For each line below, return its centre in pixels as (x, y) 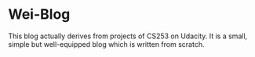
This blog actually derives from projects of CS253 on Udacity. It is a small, (128, 36)
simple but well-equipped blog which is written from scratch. (106, 44)
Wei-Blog (39, 14)
